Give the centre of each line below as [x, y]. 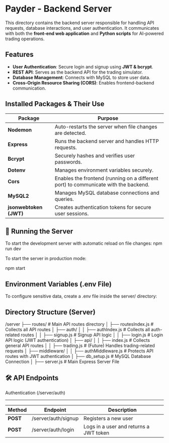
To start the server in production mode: [46, 259]
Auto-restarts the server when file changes [106, 126]
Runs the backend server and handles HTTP [107, 141]
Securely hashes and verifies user [95, 156]
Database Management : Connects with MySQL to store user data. [81, 77]
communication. [29, 88]
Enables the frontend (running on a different [106, 178]
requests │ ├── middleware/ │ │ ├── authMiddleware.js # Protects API [79, 351]
